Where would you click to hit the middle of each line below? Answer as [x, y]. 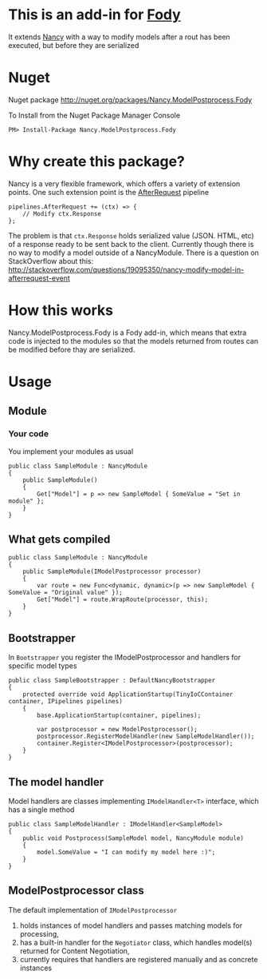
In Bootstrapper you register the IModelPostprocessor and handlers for [125, 658]
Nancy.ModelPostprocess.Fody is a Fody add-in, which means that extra [128, 332]
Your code [29, 434]
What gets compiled [59, 540]
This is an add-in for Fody [94, 15]
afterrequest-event [39, 278]
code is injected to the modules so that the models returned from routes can [133, 340]
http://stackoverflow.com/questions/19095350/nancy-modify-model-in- [126, 269]
